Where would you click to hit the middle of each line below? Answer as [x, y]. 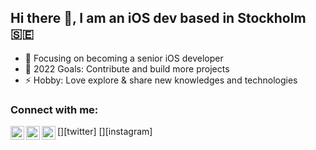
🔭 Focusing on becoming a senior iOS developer [124, 58]
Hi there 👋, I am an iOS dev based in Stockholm [158, 18]
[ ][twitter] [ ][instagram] [105, 132]
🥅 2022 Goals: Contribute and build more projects [127, 68]
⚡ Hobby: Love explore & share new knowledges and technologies [161, 80]
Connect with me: [54, 109]
